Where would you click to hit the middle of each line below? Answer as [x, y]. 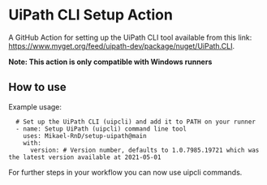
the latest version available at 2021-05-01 [85, 157]
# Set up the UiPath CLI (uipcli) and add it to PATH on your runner [136, 122]
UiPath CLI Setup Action [90, 15]
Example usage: [35, 106]
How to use [37, 87]
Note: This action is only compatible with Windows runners [110, 62]
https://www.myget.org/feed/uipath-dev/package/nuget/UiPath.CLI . [122, 45]
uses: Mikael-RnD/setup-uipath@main [85, 136]
